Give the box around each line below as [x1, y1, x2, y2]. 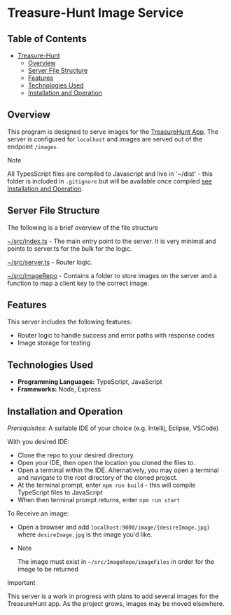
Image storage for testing [17, 338, 91, 347]
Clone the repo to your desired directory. [17, 451, 135, 459]
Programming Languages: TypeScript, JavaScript [17, 378, 162, 386]
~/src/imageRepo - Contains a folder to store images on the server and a [7, 271, 217, 279]
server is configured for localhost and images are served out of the [7, 134, 203, 143]
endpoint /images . [7, 142, 59, 151]
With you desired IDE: [7, 438, 70, 446]
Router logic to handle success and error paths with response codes [17, 331, 215, 340]
